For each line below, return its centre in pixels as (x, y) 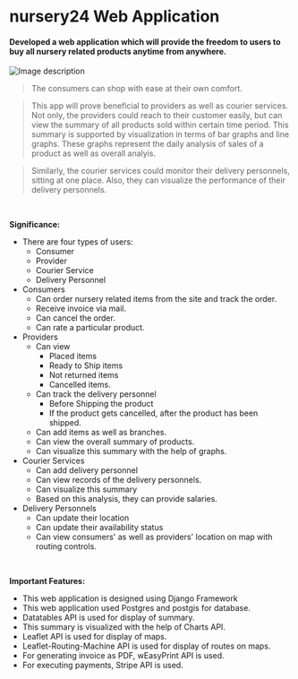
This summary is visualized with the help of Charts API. (124, 627)
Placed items (72, 357)
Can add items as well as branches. (101, 433)
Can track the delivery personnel (96, 394)
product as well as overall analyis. (94, 153)
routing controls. (66, 546)
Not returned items (84, 375)
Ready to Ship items (86, 365)
